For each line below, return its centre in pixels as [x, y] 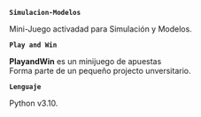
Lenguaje [25, 87]
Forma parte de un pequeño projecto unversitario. [100, 71]
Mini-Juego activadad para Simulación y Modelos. [100, 29]
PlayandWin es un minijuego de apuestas [85, 61]
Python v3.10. [34, 103]
